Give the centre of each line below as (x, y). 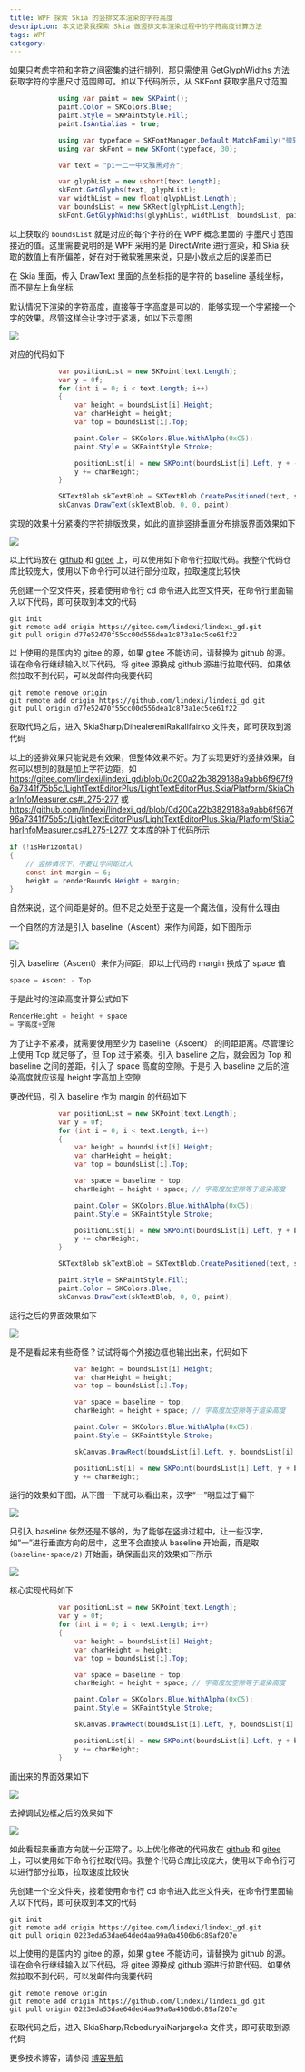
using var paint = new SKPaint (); (123, 99)
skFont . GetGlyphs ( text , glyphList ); (127, 190)
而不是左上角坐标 (41, 287)
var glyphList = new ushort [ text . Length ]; (139, 182)
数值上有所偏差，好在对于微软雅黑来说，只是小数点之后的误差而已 (148, 256)
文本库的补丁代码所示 (170, 830)
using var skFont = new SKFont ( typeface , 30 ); (148, 149)
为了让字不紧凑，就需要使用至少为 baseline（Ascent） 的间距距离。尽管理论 (152, 1043)
